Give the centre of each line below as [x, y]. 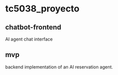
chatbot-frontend [33, 27]
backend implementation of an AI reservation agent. [59, 67]
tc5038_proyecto [42, 9]
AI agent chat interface [29, 39]
